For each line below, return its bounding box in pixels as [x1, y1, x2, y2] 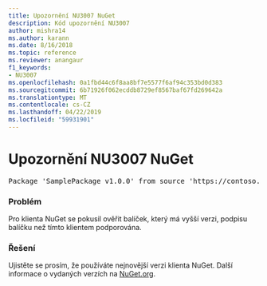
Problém [8, 196, 42, 207]
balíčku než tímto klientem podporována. [8, 223, 142, 232]
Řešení [8, 243, 36, 254]
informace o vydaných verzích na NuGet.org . [8, 269, 156, 279]
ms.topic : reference [8, 49, 77, 57]
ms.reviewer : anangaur [8, 57, 84, 65]
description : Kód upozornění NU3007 [8, 19, 130, 27]
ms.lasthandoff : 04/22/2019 [8, 109, 102, 117]
